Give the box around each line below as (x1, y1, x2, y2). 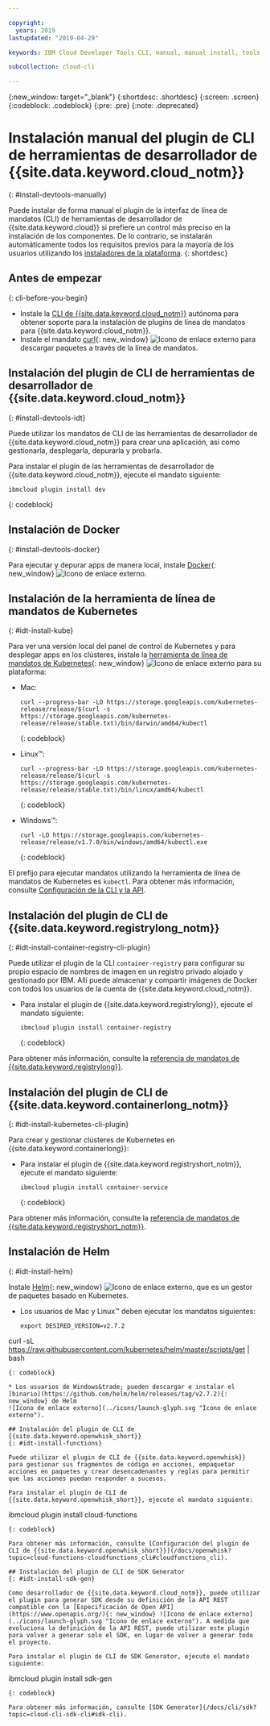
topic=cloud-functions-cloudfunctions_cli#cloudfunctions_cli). (8, 1553, 228, 1562)
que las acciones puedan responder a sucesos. (8, 1474, 167, 1483)
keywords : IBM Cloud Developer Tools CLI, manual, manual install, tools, (8, 48, 264, 56)
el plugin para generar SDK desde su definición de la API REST (8, 1595, 228, 1604)
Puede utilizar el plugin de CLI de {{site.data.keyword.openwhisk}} (8, 1453, 247, 1462)
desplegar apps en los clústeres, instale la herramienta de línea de (8, 650, 228, 659)
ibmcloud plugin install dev (8, 485, 106, 493)
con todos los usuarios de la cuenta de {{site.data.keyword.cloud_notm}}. (8, 984, 252, 994)
